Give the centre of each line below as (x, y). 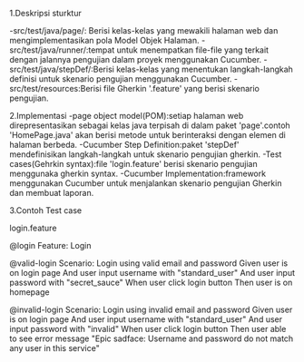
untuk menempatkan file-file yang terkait (193, 50)
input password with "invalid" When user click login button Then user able (148, 329)
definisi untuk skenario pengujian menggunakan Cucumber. (121, 79)
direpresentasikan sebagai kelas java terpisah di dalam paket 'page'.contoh (150, 125)
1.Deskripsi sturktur (45, 13)
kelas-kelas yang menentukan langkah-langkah (205, 69)
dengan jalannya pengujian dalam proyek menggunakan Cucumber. (136, 59)
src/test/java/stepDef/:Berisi (62, 69)
